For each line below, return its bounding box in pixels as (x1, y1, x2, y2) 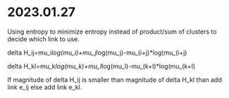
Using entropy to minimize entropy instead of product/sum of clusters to (7, 27, 217, 36)
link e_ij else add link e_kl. (7, 83, 82, 91)
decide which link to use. (7, 34, 80, 43)
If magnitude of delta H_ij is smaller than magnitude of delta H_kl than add (7, 75, 222, 84)
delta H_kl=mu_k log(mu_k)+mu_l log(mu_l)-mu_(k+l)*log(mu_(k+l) (7, 62, 196, 70)
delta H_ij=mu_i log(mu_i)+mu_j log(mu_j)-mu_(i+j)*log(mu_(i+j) (7, 48, 187, 57)
